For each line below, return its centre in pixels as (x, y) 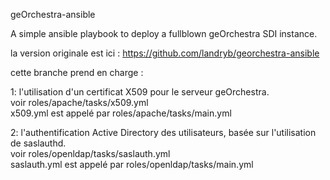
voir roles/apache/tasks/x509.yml (79, 102)
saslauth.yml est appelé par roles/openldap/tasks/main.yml (132, 164)
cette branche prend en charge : (77, 72)
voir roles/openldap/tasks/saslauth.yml (90, 153)
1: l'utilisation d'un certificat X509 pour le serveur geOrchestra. (140, 92)
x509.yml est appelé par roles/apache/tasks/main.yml (121, 113)
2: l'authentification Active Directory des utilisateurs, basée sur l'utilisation (163, 132)
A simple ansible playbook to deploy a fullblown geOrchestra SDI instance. (164, 33)
